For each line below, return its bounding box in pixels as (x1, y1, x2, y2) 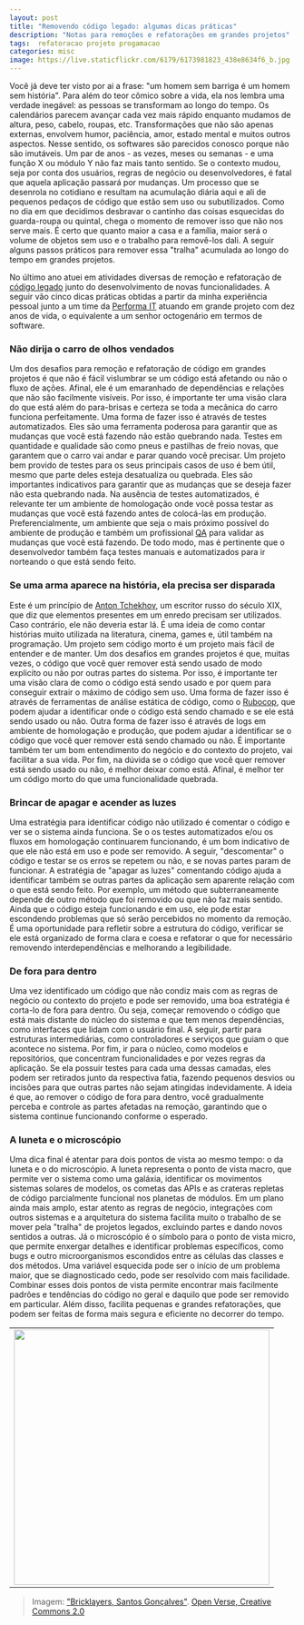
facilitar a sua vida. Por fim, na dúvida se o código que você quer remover (9, 754, 286, 765)
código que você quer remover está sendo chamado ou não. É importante (9, 735, 286, 746)
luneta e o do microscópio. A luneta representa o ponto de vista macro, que (9, 1164, 292, 1174)
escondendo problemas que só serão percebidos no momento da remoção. (9, 913, 292, 924)
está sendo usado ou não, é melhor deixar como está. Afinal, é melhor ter (9, 764, 284, 775)
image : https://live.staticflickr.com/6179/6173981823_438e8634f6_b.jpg (9, 55, 290, 64)
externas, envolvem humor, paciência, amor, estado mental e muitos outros (9, 129, 290, 139)
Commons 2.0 (31, 1606, 84, 1617)
